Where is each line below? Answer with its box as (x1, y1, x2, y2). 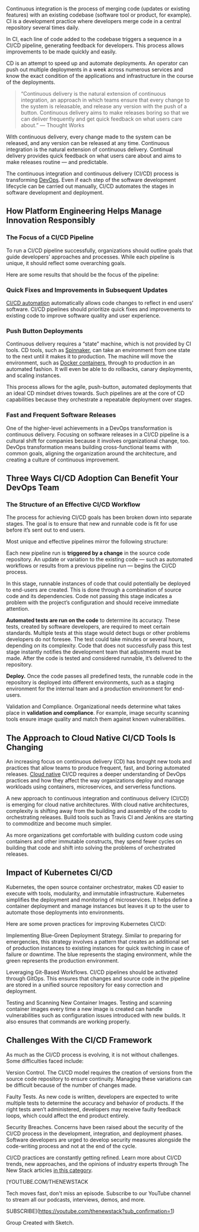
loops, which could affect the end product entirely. (6, 1112, 129, 1119)
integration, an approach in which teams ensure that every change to (20, 96, 190, 103)
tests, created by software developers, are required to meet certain (6, 623, 170, 630)
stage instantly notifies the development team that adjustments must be (6, 648, 182, 656)
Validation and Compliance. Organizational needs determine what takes (6, 703, 181, 710)
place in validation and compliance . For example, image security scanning (6, 709, 190, 716)
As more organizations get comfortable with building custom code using (6, 832, 183, 839)
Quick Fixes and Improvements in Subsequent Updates (6, 285, 168, 294)
